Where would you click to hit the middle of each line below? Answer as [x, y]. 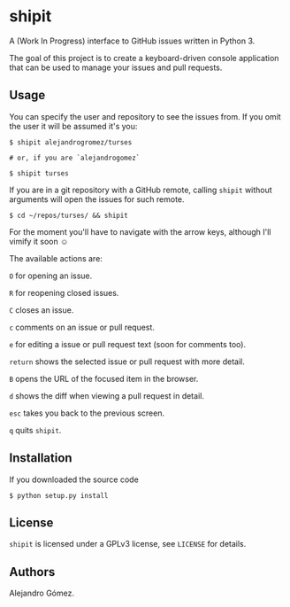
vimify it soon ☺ [39, 241]
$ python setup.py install [59, 495]
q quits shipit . [35, 430]
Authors [32, 572]
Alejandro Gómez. [42, 593]
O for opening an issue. [51, 276]
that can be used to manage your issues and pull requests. [116, 67]
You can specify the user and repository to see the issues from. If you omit [145, 116]
